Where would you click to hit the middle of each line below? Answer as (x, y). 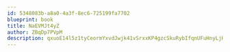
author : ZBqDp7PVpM (35, 32)
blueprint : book (30, 20)
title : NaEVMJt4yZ (33, 26)
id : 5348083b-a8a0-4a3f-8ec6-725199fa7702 (68, 13)
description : (26, 38)
